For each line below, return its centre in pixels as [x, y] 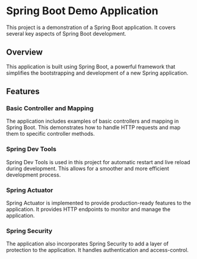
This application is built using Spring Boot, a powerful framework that [91, 66]
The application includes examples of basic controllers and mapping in [93, 121]
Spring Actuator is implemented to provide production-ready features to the [99, 203]
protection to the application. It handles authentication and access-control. [97, 250]
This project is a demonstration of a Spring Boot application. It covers [91, 27]
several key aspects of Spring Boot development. [66, 33]
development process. [34, 175]
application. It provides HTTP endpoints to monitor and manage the [88, 209]
